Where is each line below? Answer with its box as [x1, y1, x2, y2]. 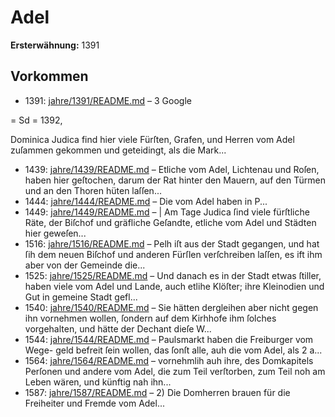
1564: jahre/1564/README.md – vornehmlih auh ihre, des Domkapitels [24, 354, 314, 366]
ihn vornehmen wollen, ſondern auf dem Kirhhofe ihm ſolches [24, 312, 277, 324]
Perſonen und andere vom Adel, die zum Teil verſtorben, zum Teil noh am [24, 365, 326, 377]
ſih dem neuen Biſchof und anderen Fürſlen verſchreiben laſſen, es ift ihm [24, 248, 323, 260]
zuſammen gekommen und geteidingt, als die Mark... [10, 144, 227, 156]
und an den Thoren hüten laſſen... [24, 184, 162, 196]
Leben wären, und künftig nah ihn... [24, 376, 172, 388]
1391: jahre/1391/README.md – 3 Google [24, 94, 192, 106]
